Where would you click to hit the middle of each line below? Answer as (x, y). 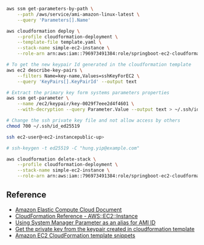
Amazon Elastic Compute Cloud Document (68, 209)
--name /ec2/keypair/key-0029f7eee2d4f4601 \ (76, 104)
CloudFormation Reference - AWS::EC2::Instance (76, 216)
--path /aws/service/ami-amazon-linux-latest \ (78, 14)
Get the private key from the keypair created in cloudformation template (105, 229)
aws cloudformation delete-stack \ (51, 159)
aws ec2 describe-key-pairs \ (45, 70)
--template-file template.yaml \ (59, 43)
